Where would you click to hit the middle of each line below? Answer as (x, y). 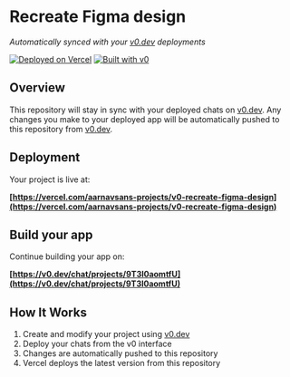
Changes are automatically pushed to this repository (120, 353)
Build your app (51, 234)
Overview (38, 88)
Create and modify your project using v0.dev (106, 334)
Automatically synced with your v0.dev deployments (107, 42)
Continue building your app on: (67, 256)
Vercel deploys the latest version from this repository (121, 363)
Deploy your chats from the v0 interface (97, 344)
